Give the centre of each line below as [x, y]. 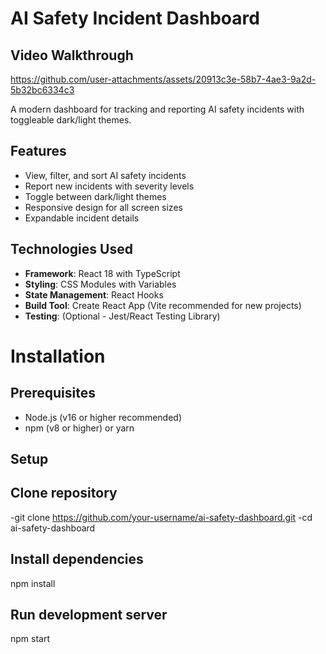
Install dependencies [77, 559]
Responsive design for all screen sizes [103, 207]
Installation [58, 356]
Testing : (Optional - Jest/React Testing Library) [122, 316]
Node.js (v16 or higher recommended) [103, 417]
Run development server [89, 615]
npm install [33, 583]
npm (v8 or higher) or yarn [79, 428]
